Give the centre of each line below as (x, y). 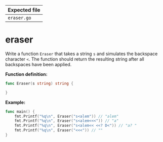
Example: (15, 102)
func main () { (20, 111)
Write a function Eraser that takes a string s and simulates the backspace (81, 54)
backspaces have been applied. (38, 64)
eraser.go (19, 18)
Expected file (24, 10)
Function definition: (27, 74)
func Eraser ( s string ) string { (39, 83)
